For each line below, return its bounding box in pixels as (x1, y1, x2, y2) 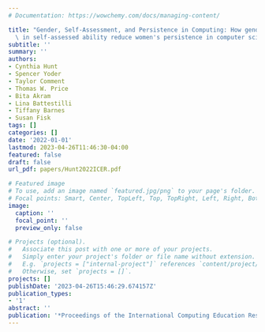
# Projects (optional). (8, 238, 87, 246)
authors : (8, 55, 37, 63)
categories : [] (8, 129, 58, 137)
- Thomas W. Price (8, 85, 69, 92)
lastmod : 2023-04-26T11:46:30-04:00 (8, 143, 129, 151)
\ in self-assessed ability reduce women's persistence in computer (15, 33, 245, 41)
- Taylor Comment (8, 77, 65, 85)
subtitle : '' (8, 40, 51, 48)
